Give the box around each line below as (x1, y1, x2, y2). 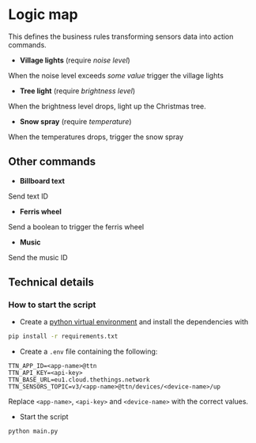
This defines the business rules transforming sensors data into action (8, 32, 234, 41)
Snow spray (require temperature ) (19, 116, 132, 126)
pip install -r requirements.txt (8, 332, 119, 341)
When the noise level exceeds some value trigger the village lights (8, 70, 224, 80)
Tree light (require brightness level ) (19, 85, 136, 96)
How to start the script (8, 299, 96, 310)
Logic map (8, 6, 78, 24)
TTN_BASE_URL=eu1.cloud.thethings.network (8, 376, 150, 384)
